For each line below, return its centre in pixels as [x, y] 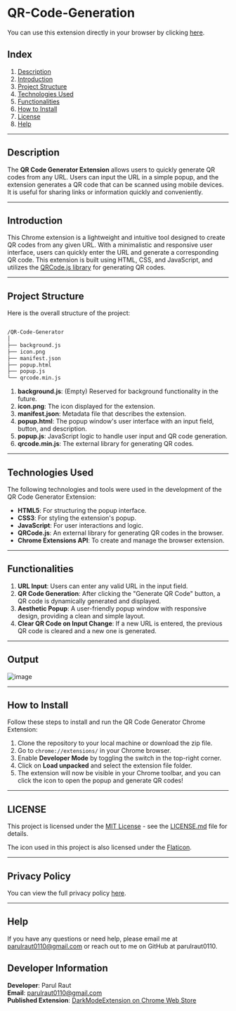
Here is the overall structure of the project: [69, 313]
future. [27, 399]
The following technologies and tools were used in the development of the [115, 489]
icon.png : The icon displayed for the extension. [86, 407]
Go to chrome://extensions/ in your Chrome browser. [94, 751]
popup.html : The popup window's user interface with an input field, [116, 421]
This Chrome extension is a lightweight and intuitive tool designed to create [116, 238]
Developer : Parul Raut [39, 985]
